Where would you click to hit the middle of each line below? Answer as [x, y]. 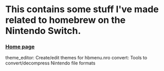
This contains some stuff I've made [82, 9]
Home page [20, 47]
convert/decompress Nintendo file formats [50, 63]
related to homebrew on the [66, 20]
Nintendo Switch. [43, 31]
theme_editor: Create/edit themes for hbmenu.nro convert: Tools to [76, 58]
